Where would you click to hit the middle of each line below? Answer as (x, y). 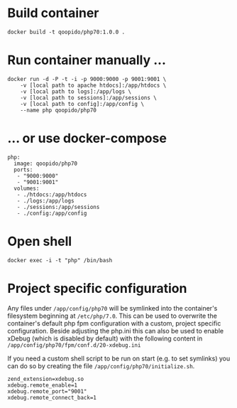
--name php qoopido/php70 (59, 110)
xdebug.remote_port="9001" (47, 391)
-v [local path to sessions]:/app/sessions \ (89, 97)
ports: (23, 170)
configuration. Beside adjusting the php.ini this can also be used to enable (116, 331)
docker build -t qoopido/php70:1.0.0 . (66, 32)
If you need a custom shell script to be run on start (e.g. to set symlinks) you (119, 358)
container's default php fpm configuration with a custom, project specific (114, 323)
